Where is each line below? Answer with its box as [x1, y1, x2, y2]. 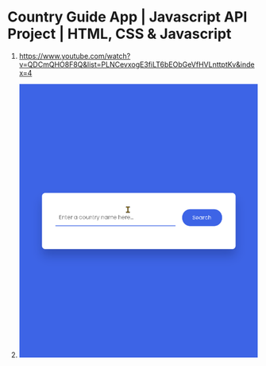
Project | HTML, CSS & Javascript [7, 25, 232, 43]
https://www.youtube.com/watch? [18, 51, 131, 60]
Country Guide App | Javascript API [7, 8, 248, 26]
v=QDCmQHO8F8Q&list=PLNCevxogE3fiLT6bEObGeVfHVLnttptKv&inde [18, 60, 255, 69]
